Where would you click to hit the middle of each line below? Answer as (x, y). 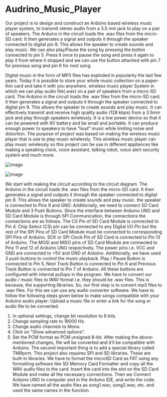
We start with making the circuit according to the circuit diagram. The (76, 184)
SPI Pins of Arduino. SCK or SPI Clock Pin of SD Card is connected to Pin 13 (83, 237)
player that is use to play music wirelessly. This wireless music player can (81, 139)
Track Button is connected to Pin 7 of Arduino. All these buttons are (74, 269)
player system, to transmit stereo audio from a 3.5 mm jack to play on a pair (83, 28)
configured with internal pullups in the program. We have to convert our (79, 274)
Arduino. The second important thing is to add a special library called (83, 347)
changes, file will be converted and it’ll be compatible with (95, 342)
